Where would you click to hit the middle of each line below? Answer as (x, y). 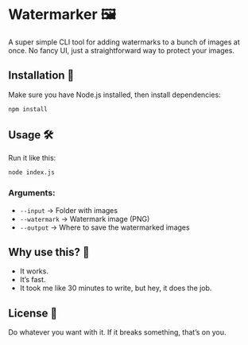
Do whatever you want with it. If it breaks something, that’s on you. (117, 332)
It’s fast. (33, 280)
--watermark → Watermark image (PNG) (85, 219)
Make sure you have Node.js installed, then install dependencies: (114, 95)
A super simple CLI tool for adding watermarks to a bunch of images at (124, 42)
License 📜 (33, 313)
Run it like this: (32, 158)
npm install (28, 109)
